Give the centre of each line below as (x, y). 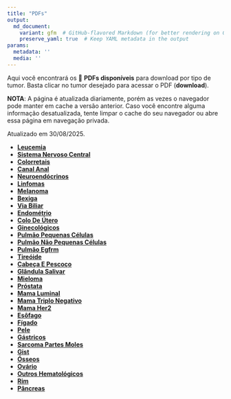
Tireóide (30, 257)
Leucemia (32, 147)
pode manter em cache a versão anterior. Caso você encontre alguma (106, 106)
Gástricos (31, 337)
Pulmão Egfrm (38, 249)
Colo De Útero (37, 220)
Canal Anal (33, 169)
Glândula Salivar (41, 271)
